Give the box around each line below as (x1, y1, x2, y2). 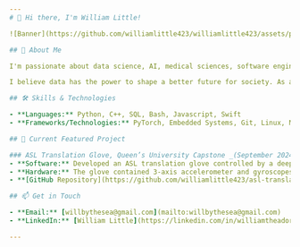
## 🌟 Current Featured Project (9, 134, 126, 143)
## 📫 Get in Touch (9, 192, 81, 201)
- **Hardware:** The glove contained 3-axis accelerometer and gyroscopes (9, 167, 294, 176)
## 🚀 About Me (9, 46, 62, 55)
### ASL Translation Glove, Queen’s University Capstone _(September (9, 150, 274, 159)
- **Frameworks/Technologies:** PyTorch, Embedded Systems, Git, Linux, (9, 118, 286, 127)
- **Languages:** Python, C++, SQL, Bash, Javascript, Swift (9, 110, 242, 119)
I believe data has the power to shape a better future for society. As (9, 78, 286, 87)
